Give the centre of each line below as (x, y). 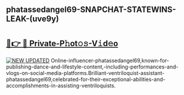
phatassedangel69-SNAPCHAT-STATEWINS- (91, 10)
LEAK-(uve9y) (33, 19)
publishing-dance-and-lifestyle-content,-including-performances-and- (92, 67)
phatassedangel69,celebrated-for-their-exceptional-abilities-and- (86, 79)
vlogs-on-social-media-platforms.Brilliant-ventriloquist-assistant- (85, 73)
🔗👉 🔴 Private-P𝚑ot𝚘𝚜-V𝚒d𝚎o (62, 43)
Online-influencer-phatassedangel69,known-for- (110, 60)
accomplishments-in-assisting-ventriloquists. (61, 86)
